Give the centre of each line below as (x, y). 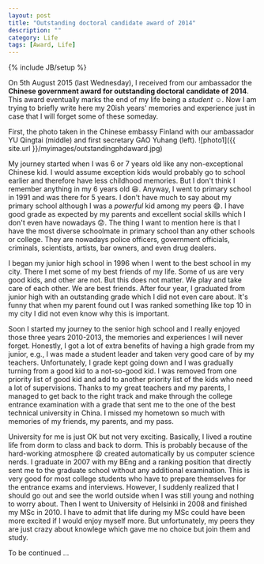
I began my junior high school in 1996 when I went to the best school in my (130, 263)
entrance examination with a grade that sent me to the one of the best (122, 405)
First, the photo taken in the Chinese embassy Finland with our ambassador (131, 132)
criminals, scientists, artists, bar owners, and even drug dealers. (112, 248)
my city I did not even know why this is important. (89, 314)
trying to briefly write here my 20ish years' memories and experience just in (132, 108)
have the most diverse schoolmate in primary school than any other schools (132, 231)
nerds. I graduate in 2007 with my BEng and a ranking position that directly (130, 462)
